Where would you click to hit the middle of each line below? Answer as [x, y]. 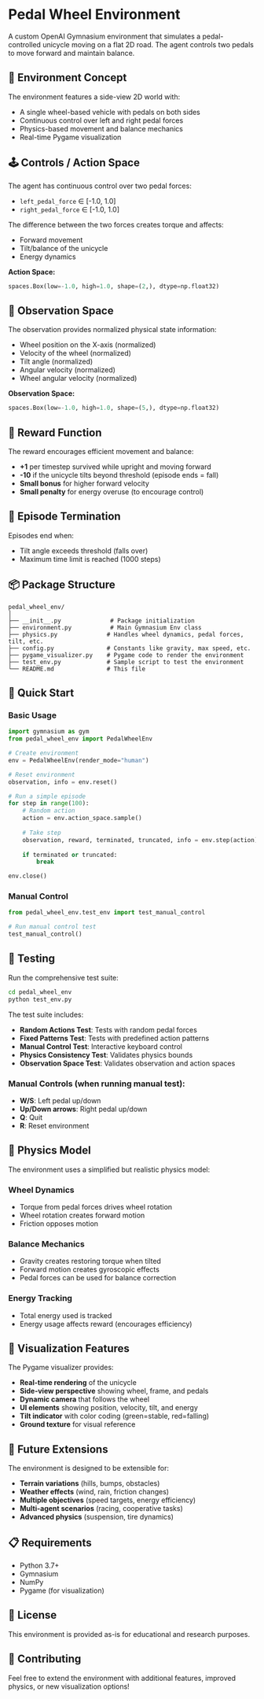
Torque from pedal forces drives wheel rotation [96, 1207]
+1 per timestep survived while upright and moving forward [115, 467]
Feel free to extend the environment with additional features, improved [122, 1678]
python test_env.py [40, 999]
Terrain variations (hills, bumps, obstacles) [90, 1483]
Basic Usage [33, 715]
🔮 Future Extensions [58, 1449]
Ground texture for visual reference [77, 1424]
